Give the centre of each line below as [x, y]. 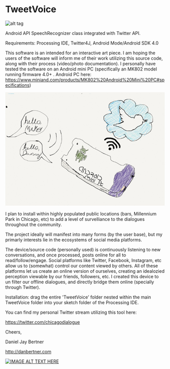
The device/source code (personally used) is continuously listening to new [83, 250]
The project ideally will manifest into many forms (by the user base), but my [84, 235]
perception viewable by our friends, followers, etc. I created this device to [82, 277]
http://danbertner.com [28, 352]
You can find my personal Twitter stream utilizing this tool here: [71, 312]
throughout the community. [34, 225]
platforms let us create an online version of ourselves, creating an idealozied [85, 271]
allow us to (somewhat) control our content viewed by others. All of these [82, 266]
